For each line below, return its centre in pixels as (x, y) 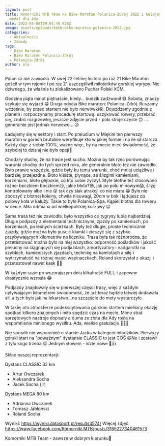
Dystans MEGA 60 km (27, 394)
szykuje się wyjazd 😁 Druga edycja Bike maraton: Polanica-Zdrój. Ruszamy (82, 104)
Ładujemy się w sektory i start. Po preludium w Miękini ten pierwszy (74, 134)
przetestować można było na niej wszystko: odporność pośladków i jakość (81, 242)
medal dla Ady (24, 19)
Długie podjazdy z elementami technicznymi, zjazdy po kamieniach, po (77, 222)
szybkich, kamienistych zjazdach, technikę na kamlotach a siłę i (69, 253)
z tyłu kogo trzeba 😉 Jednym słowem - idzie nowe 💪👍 (61, 344)
